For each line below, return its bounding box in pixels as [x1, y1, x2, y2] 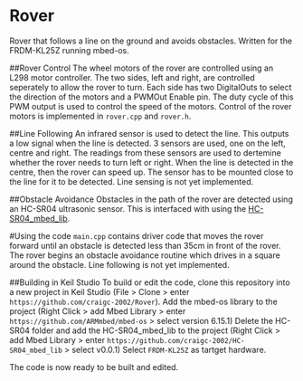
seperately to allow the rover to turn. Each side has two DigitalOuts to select [9, 81, 292, 92]
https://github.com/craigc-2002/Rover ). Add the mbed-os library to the [9, 296, 278, 307]
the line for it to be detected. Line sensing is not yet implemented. [9, 176, 254, 186]
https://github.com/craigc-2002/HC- [107, 336, 245, 345]
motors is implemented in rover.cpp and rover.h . [9, 110, 192, 121]
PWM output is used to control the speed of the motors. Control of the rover [9, 100, 292, 111]
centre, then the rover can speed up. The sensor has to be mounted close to [9, 167, 294, 177]
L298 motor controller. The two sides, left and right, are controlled [9, 71, 255, 82]
